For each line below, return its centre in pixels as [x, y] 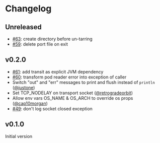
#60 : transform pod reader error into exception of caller [69, 77]
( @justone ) [24, 87]
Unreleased [24, 27]
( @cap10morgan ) [30, 103]
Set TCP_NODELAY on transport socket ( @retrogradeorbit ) [73, 93]
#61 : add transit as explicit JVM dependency [58, 71]
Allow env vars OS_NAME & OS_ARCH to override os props [73, 98]
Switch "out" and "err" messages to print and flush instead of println [83, 82]
